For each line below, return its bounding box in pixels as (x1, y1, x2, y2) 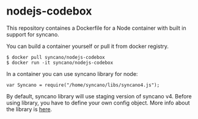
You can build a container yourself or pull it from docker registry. (6, 42, 169, 50)
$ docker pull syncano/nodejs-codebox (6, 54, 105, 60)
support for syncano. (6, 30, 59, 38)
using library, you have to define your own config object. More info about (6, 99, 191, 106)
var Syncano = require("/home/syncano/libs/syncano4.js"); (6, 82, 160, 88)
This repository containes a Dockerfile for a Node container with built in (6, 24, 186, 32)
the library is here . (6, 105, 53, 113)
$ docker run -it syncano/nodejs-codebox (6, 59, 114, 66)
